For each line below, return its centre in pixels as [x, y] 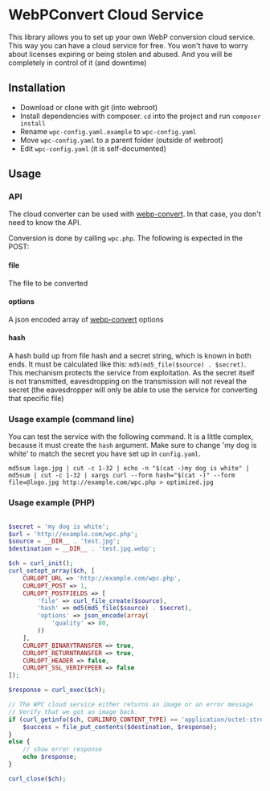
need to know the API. [45, 223]
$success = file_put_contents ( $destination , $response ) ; [120, 727]
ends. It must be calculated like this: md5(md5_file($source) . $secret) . [127, 364]
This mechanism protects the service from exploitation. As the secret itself [131, 373]
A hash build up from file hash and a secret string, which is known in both [130, 356]
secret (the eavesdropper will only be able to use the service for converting [133, 390]
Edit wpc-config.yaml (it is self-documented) [93, 148]
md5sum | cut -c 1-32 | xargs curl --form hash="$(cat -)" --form [122, 476]
